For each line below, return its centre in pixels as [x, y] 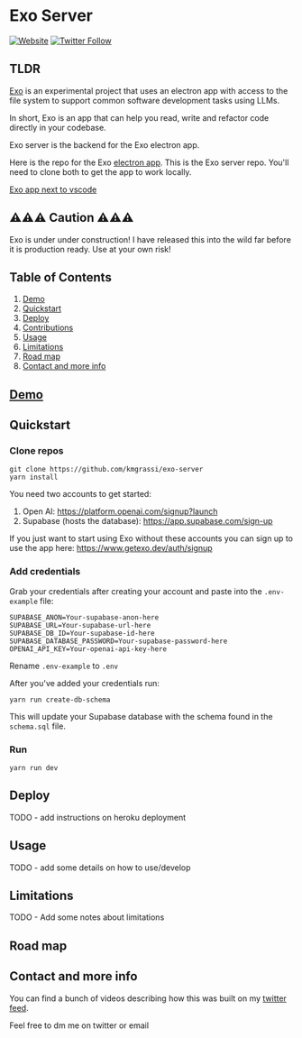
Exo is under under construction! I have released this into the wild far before [150, 239]
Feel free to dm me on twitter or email [79, 1025]
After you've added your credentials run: [85, 683]
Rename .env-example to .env [64, 666]
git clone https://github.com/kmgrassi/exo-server [106, 470]
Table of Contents [61, 277]
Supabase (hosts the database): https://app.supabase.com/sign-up [147, 521]
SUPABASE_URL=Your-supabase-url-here [80, 625]
